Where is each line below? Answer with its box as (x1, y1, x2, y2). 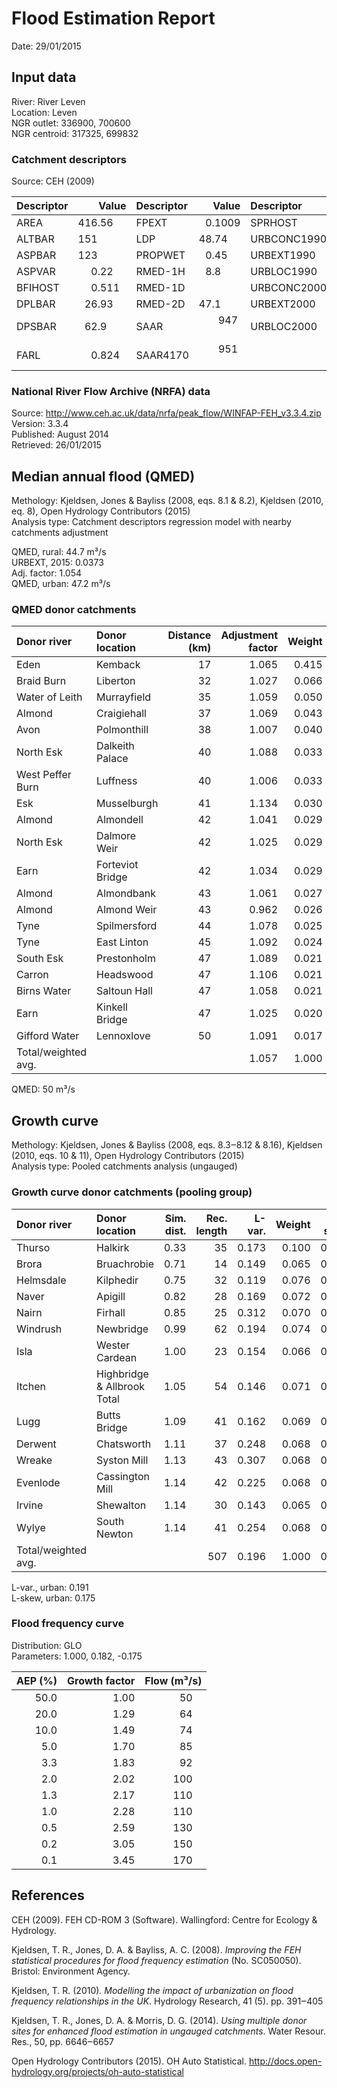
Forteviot (96, 858, 139, 872)
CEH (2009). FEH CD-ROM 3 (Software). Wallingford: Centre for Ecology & (11, 1913, 318, 1926)
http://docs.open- (248, 2055, 323, 2067)
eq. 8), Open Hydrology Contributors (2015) (11, 505, 191, 517)
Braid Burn (16, 674, 67, 688)
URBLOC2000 (250, 320, 318, 334)
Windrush (16, 1322, 63, 1336)
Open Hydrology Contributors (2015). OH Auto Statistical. (11, 2055, 248, 2067)
